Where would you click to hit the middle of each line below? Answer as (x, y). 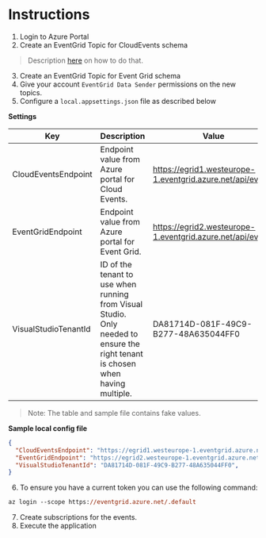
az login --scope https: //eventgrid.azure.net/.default (102, 502)
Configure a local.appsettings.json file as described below (118, 101)
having (113, 383)
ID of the (116, 264)
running (114, 294)
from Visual (122, 304)
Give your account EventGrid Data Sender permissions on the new (127, 84)
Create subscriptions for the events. (78, 517)
